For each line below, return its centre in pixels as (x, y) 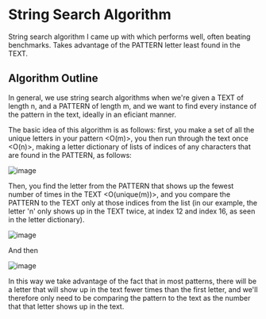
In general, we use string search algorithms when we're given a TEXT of (126, 98)
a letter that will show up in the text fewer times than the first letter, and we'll (133, 289)
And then (23, 250)
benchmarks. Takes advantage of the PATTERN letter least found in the (124, 44)
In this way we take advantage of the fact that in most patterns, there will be (132, 281)
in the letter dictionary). (46, 219)
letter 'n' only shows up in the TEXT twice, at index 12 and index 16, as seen (132, 211)
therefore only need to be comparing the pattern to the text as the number (129, 298)
